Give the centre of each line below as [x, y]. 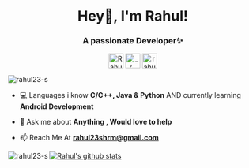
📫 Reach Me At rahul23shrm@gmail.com [89, 138]
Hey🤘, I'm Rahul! [133, 16]
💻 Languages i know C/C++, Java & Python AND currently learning [130, 95]
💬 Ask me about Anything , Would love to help [96, 122]
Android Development [57, 106]
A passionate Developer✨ [133, 41]
